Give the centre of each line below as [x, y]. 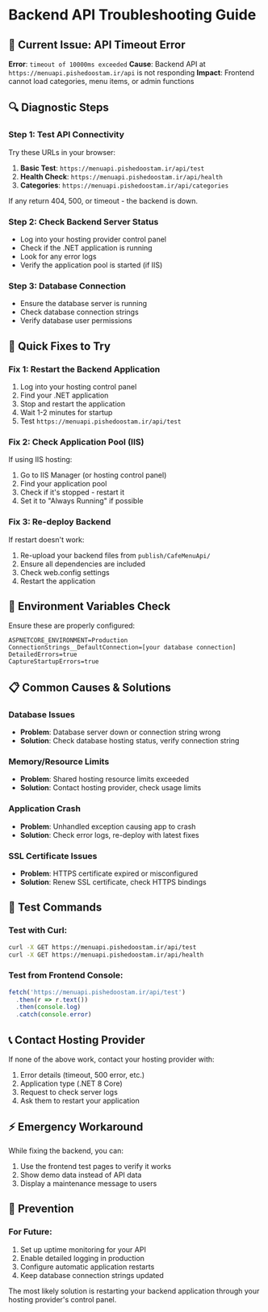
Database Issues [42, 714]
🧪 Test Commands [55, 908]
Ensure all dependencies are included [83, 564]
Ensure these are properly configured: [72, 626]
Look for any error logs [58, 256]
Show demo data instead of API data [81, 1175]
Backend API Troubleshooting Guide [132, 15]
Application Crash [44, 809]
